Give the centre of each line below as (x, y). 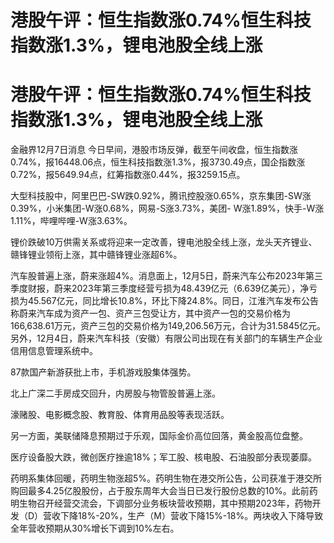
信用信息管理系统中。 (54, 351)
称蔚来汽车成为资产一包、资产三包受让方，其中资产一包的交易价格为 (150, 313)
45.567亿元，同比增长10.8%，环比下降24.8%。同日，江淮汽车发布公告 (173, 301)
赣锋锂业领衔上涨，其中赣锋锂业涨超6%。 (96, 255)
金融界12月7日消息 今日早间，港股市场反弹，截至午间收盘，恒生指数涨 (154, 150)
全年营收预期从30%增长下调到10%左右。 (95, 528)
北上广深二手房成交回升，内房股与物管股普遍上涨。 (115, 393)
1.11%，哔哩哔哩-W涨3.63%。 (71, 221)
